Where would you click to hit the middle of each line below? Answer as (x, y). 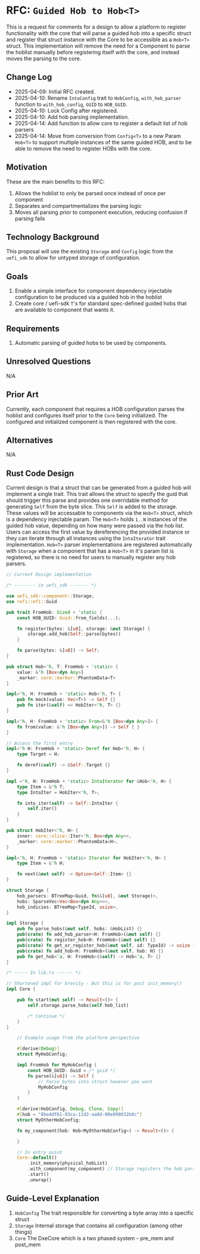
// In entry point (40, 1152)
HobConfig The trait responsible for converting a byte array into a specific (104, 1213)
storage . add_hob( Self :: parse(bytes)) (74, 634)
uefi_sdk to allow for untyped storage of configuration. (74, 258)
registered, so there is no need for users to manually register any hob (91, 557)
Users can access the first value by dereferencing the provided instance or (98, 532)
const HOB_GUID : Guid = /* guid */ (72, 1070)
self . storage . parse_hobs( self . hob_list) (78, 1005)
